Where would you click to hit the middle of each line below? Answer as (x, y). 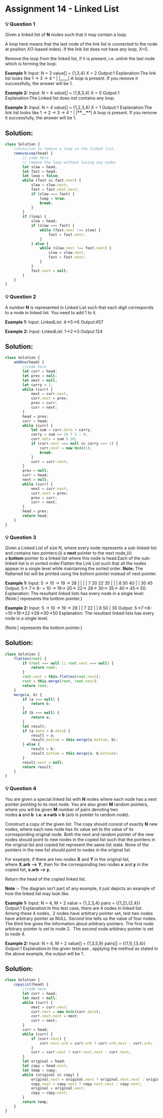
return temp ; (36, 1102)
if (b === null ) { (41, 713)
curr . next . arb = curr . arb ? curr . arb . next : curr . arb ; (96, 1043)
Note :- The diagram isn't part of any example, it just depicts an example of (80, 888)
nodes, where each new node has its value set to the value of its (69, 829)
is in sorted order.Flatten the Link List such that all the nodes (86, 563)
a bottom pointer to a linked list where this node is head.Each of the (73, 558)
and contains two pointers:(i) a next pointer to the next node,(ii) (68, 553)
